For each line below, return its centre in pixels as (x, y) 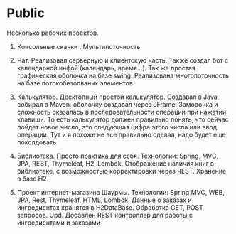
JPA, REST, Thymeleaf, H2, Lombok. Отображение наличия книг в (116, 163)
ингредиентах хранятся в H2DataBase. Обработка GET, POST (110, 207)
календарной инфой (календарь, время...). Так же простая (106, 68)
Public (26, 13)
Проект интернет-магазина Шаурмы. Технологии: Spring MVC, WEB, (121, 192)
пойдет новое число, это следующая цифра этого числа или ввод (117, 127)
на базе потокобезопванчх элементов (75, 83)
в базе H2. (33, 179)
